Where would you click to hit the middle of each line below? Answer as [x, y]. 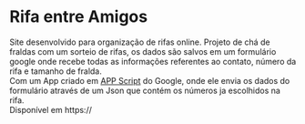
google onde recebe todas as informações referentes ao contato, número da [153, 61]
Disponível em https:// [51, 109]
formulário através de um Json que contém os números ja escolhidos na [145, 90]
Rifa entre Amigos [79, 17]
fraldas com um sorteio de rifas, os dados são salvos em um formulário [143, 51]
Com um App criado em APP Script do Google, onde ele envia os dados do [150, 80]
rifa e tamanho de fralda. [56, 71]
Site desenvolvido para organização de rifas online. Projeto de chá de [140, 42]
